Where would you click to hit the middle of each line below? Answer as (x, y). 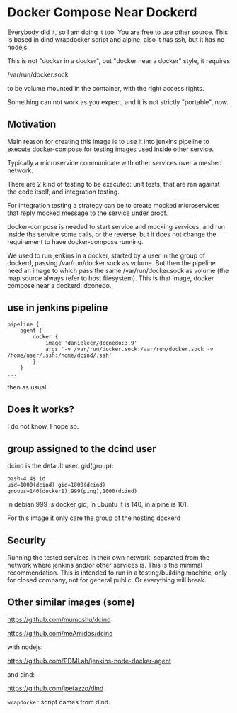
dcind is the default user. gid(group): (60, 466)
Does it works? (41, 409)
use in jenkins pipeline (58, 308)
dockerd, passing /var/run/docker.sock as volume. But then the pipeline (111, 262)
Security (27, 540)
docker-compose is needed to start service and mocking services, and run (116, 226)
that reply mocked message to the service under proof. (88, 213)
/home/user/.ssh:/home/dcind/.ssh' (60, 355)
